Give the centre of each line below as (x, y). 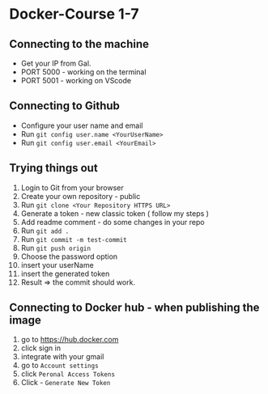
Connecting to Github (65, 106)
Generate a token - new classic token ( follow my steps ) (115, 213)
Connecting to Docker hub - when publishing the (134, 308)
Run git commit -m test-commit (74, 239)
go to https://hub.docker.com (70, 340)
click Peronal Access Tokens (68, 374)
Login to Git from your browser (72, 188)
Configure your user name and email (82, 125)
